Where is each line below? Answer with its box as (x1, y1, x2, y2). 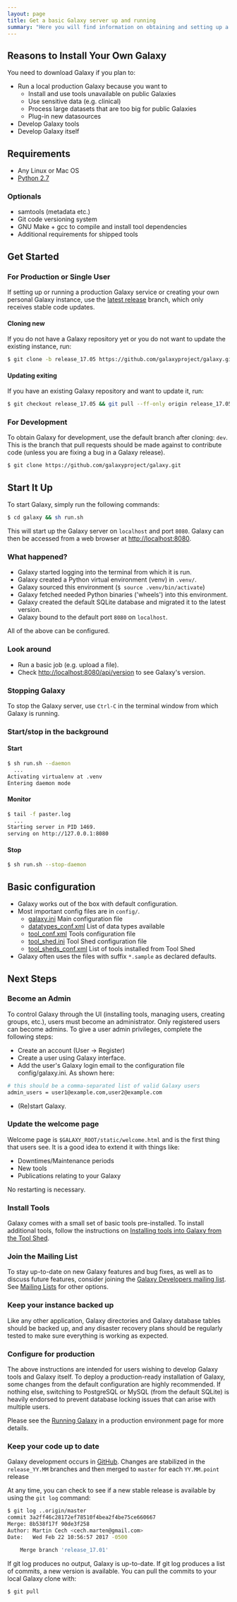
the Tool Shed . (7, 1234, 50, 1242)
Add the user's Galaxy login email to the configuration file (17, 1061, 185, 1069)
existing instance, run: (7, 342, 72, 351)
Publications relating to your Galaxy (17, 1171, 121, 1180)
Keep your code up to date (7, 1441, 100, 1451)
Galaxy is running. (7, 709, 60, 717)
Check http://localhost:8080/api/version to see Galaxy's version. (17, 668, 206, 676)
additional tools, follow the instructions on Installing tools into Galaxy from (7, 1227, 222, 1235)
